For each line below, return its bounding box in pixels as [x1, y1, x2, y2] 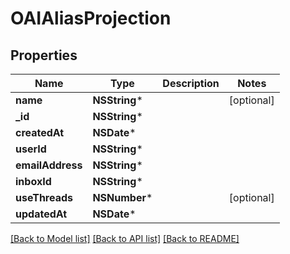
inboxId [15, 175, 52, 188]
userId [15, 142, 47, 156]
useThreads [15, 191, 73, 204]
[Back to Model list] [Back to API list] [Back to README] [10, 233, 240, 244]
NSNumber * [92, 191, 153, 204]
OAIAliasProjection [10, 7, 172, 30]
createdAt [15, 126, 65, 139]
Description [162, 77, 220, 90]
